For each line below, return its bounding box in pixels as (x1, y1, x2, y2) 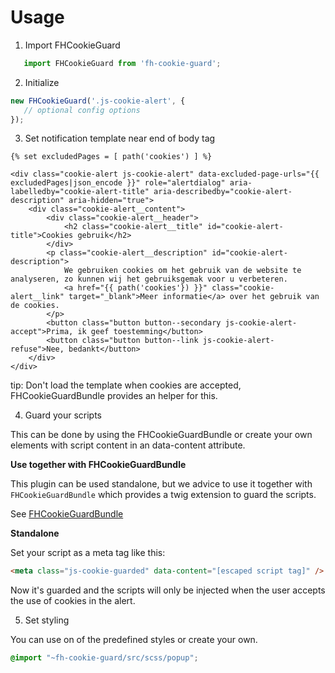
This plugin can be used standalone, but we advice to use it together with (10, 478, 313, 490)
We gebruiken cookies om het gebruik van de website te (63, 266, 302, 276)
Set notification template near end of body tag (24, 132, 216, 145)
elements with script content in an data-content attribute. (10, 439, 246, 451)
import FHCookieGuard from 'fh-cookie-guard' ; (23, 58, 222, 68)
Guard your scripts (24, 409, 102, 421)
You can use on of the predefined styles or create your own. (10, 634, 258, 646)
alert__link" (10, 292, 65, 302)
